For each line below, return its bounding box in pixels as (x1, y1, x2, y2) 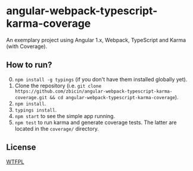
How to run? (6, 60, 52, 70)
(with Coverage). (6, 43, 48, 50)
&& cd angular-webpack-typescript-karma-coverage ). (49, 93, 179, 100)
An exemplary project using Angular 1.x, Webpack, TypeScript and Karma (6, 36, 186, 43)
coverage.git (14, 94, 48, 100)
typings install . (14, 106, 57, 113)
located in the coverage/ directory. (14, 125, 99, 132)
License (6, 142, 36, 153)
